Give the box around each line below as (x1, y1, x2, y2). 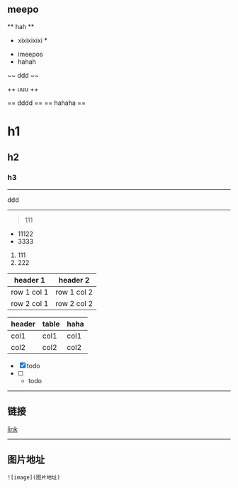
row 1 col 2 (55, 287, 93, 297)
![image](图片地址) (7, 474, 61, 482)
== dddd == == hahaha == (7, 98, 86, 107)
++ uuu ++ (7, 84, 39, 93)
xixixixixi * (17, 36, 47, 45)
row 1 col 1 (11, 287, 49, 297)
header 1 (13, 275, 46, 285)
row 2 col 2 (55, 298, 93, 308)
